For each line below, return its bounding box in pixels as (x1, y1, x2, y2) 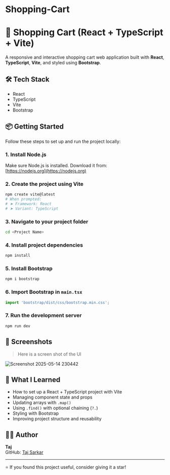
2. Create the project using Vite (5, 180, 83, 187)
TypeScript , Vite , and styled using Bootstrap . (5, 60, 101, 66)
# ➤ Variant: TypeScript (5, 206, 59, 211)
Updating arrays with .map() (12, 400, 72, 406)
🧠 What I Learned (5, 375, 61, 384)
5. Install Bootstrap (5, 265, 53, 272)
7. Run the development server (5, 312, 82, 319)
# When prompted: (5, 196, 42, 202)
